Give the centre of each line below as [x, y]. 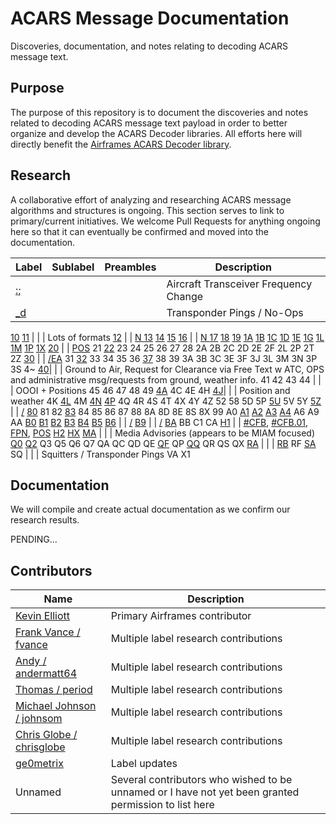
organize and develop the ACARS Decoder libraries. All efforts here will [156, 133]
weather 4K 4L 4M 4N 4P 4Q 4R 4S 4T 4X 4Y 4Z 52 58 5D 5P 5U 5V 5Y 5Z [166, 401]
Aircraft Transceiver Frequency [239, 284]
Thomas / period [54, 690]
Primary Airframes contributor [181, 616]
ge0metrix [39, 764]
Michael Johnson [56, 706]
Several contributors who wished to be [201, 780]
